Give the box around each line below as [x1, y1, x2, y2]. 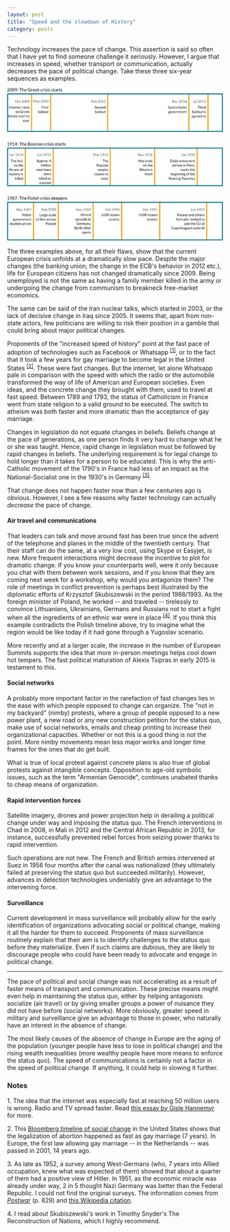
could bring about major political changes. [7, 326, 127, 334]
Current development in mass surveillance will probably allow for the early [7, 914, 216, 922]
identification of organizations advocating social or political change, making [7, 921, 220, 930]
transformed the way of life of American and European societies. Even [7, 378, 205, 387]
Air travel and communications [7, 516, 97, 525]
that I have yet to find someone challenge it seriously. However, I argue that [7, 52, 220, 61]
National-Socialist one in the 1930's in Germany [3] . [7, 472, 152, 481]
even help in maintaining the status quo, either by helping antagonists [7, 992, 203, 1001]
